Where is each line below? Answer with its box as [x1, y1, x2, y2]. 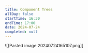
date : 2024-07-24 [5, 25, 40, 30]
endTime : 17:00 [5, 20, 36, 26]
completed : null [5, 29, 38, 34]
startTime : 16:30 [5, 16, 40, 21]
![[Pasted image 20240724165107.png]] [5, 43, 84, 48]
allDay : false [5, 12, 34, 16]
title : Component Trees [5, 7, 53, 12]
